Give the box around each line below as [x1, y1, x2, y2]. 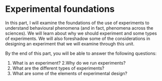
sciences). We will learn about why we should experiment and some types [5, 30, 158, 36]
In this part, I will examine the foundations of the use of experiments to [5, 20, 150, 26]
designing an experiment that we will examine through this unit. [5, 40, 135, 46]
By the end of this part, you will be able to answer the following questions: [5, 50, 157, 56]
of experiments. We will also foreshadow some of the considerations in [5, 36, 151, 41]
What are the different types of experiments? [12, 65, 104, 71]
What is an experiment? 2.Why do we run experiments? [12, 60, 126, 66]
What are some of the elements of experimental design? [12, 70, 128, 76]
